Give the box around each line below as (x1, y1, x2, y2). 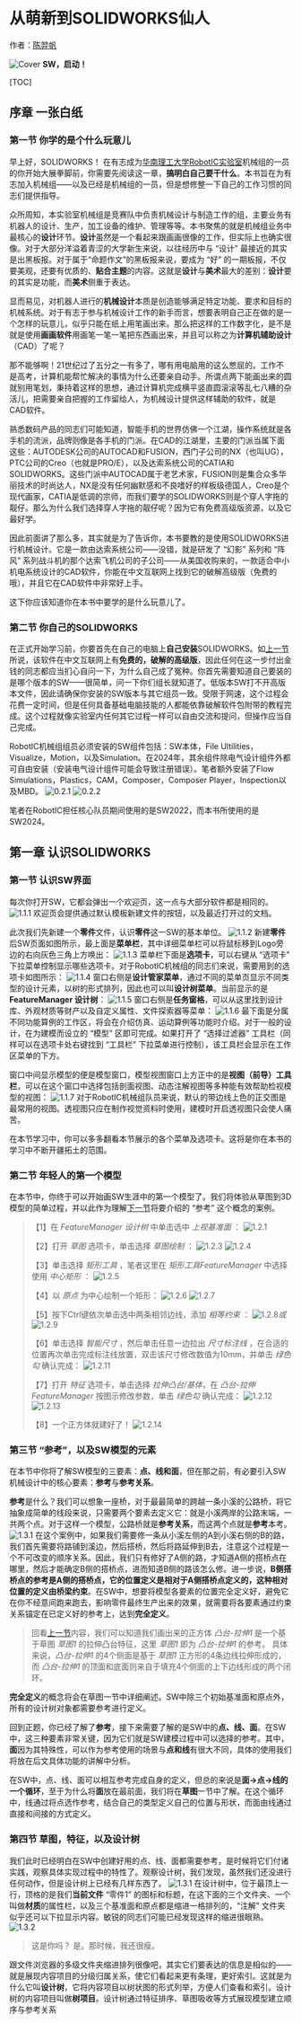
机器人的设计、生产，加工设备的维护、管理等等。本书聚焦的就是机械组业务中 (9, 220, 292, 231)
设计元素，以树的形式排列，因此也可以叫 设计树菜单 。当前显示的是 (24, 983, 269, 994)
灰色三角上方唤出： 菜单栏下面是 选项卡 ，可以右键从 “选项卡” (39, 949, 290, 959)
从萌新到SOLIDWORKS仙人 (9, 8, 211, 29)
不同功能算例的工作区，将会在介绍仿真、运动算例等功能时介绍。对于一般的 (9, 1016, 284, 1027)
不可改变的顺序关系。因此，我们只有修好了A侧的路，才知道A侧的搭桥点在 (16, 1552, 288, 1563)
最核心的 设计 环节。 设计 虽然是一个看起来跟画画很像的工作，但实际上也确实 (9, 231, 284, 243)
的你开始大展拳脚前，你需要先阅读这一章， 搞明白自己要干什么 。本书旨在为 (9, 167, 284, 178)
